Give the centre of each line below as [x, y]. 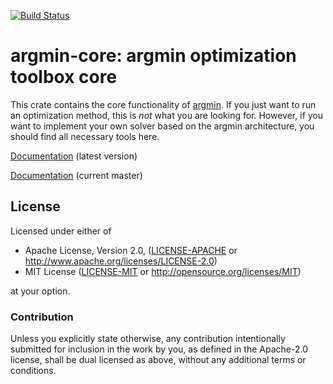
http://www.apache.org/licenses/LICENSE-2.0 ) [121, 261]
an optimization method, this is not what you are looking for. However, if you [167, 115]
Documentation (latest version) [74, 156]
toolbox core [64, 77]
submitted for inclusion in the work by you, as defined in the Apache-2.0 [159, 349]
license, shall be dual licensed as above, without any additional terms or [158, 360]
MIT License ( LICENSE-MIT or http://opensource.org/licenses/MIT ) [163, 271]
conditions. [33, 371]
